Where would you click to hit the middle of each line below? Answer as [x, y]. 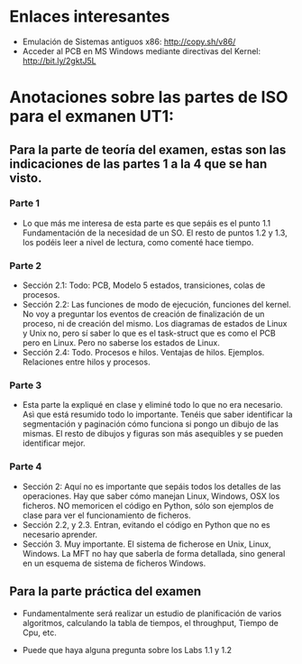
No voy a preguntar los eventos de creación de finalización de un [143, 314]
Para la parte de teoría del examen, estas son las [148, 149]
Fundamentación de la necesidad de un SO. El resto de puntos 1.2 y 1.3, [155, 233]
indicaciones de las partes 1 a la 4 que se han [138, 164]
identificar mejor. [54, 443]
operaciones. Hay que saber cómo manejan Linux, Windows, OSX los [151, 496]
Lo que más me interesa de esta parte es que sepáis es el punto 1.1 [146, 223]
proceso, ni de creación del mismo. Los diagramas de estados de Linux [155, 324]
